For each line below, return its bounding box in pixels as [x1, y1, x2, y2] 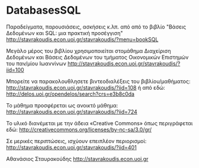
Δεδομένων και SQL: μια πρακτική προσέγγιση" [6, 29, 123, 36]
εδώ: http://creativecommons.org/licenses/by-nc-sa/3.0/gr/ [6, 126, 152, 133]
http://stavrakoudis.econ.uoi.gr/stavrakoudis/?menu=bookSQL [6, 36, 159, 43]
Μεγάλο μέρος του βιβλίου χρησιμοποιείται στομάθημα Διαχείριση [6, 47, 171, 54]
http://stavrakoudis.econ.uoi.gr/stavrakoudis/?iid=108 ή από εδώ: [6, 84, 165, 91]
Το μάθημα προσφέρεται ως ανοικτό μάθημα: [6, 102, 118, 109]
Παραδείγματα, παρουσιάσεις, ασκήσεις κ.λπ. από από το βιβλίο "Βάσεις [6, 23, 187, 30]
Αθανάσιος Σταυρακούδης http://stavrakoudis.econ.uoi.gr [6, 155, 149, 162]
